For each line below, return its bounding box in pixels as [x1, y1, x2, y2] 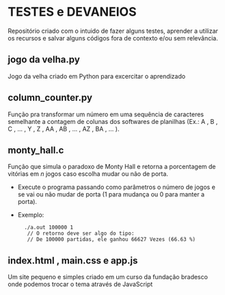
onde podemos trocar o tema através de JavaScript [8, 280, 153, 288]
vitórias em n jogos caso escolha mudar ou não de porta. [8, 170, 168, 178]
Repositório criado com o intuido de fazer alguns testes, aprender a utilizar [8, 27, 218, 35]
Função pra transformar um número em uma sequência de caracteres [8, 110, 204, 118]
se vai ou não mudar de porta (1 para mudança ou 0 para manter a [17, 190, 204, 198]
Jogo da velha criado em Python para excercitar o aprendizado [8, 72, 186, 80]
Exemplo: [17, 211, 44, 219]
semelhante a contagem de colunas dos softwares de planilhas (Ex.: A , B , [8, 117, 218, 125]
